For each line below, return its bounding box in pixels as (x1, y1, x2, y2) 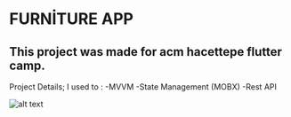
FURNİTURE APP (9, 9, 133, 29)
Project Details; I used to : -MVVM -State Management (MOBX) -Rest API (9, 82, 278, 92)
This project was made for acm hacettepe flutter (9, 44, 283, 59)
